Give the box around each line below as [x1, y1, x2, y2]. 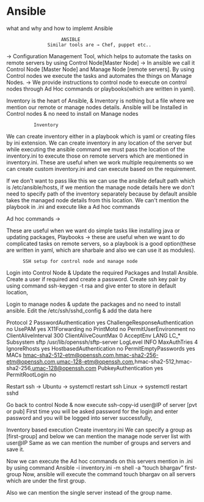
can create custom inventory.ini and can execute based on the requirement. [6, 165, 197, 172]
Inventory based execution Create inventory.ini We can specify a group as [6, 426, 192, 433]
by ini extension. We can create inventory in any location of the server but [6, 139, 192, 146]
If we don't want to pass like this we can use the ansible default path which [6, 177, 195, 184]
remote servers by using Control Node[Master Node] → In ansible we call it [6, 59, 195, 66]
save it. [6, 446, 24, 453]
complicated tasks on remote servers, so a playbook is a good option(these [6, 240, 197, 247]
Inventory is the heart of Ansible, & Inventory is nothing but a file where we [6, 97, 194, 104]
